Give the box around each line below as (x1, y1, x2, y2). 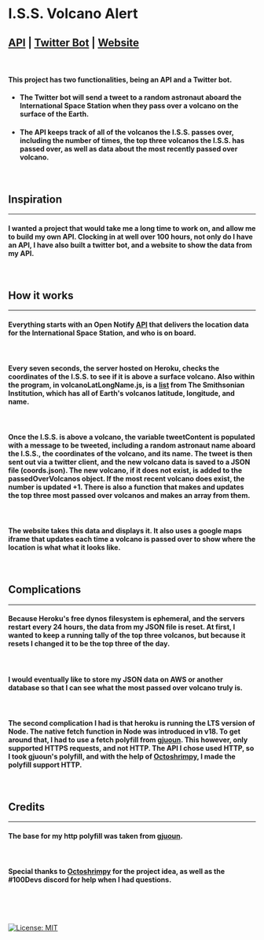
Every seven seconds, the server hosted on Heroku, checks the (8, 364, 220, 373)
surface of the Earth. (19, 109, 89, 119)
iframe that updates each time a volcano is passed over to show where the (8, 535, 256, 544)
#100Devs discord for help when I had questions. (8, 875, 172, 884)
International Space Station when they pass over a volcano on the (19, 101, 239, 111)
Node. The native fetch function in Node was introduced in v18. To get (8, 726, 241, 736)
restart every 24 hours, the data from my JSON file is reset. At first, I (8, 622, 236, 632)
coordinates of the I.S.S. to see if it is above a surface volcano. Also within (8, 372, 255, 382)
